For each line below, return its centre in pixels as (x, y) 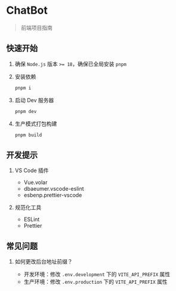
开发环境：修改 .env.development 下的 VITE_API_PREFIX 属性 (97, 274)
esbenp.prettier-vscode (53, 195)
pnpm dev (26, 111)
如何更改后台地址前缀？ (44, 261)
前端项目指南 (36, 27)
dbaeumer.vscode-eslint (54, 189)
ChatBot (27, 10)
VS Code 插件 (32, 170)
